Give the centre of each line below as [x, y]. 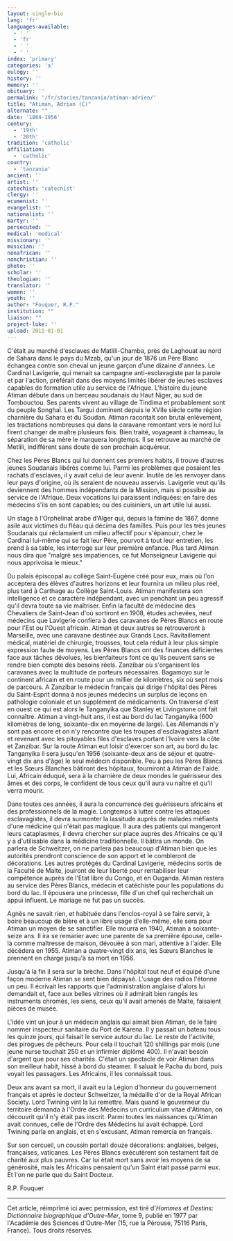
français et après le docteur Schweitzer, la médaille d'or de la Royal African [114, 1094]
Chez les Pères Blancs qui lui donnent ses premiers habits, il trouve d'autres [115, 460]
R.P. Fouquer [26, 1188]
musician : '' [26, 247]
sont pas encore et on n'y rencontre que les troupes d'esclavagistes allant [113, 731]
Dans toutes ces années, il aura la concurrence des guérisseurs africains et [115, 804]
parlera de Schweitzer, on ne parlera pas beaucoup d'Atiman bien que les [112, 848]
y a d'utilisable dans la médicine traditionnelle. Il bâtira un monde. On [106, 841]
